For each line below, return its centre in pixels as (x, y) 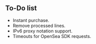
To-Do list (21, 8)
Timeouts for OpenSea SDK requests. (52, 36)
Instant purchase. (31, 20)
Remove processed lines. (39, 25)
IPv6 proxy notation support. (42, 31)
